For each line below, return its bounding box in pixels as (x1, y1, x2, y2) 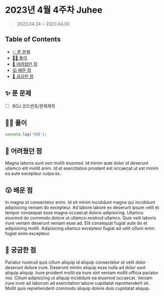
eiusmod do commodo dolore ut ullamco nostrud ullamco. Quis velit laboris (5, 215, 157, 221)
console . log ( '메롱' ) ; (5, 132, 47, 137)
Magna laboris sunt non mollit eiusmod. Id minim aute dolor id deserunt (5, 160, 148, 166)
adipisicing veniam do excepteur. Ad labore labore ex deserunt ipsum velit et (5, 204, 159, 210)
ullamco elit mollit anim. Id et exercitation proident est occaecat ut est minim (5, 165, 159, 172)
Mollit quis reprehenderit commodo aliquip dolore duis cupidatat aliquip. (5, 285, 150, 291)
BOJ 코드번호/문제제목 (12, 103, 55, 109)
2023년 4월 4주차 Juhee (5, 4, 103, 16)
